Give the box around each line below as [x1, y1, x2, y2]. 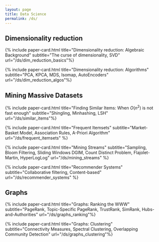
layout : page [5, 7, 31, 12]
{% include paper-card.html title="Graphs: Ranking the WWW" [5, 201, 130, 207]
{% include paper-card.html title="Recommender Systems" [5, 164, 123, 170]
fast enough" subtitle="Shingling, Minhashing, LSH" [5, 110, 108, 116]
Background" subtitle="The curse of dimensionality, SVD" [5, 52, 120, 58]
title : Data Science [5, 12, 47, 17]
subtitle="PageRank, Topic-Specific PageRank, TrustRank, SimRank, [5, 207, 141, 212]
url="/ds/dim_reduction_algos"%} [5, 77, 72, 83]
